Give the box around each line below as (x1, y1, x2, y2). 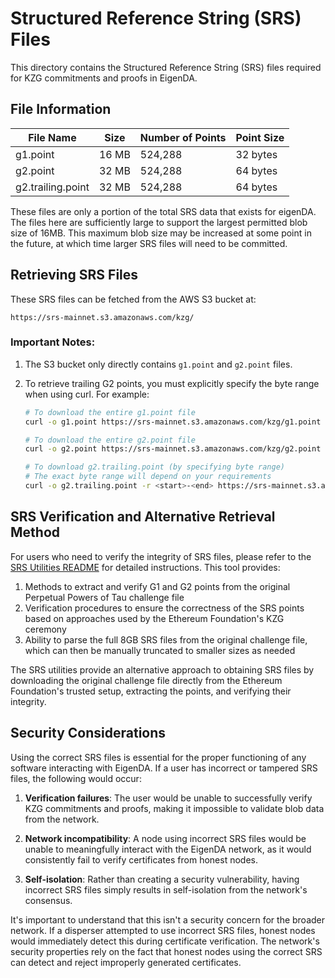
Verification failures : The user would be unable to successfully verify (24, 792, 313, 804)
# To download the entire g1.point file (24, 407, 196, 417)
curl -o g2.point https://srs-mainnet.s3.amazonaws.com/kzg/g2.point (24, 444, 322, 454)
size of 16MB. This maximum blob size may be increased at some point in (10, 227, 312, 239)
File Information (10, 101, 112, 118)
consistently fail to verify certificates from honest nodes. (24, 853, 258, 866)
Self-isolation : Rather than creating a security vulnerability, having (24, 873, 300, 885)
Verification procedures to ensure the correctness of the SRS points (24, 602, 305, 614)
